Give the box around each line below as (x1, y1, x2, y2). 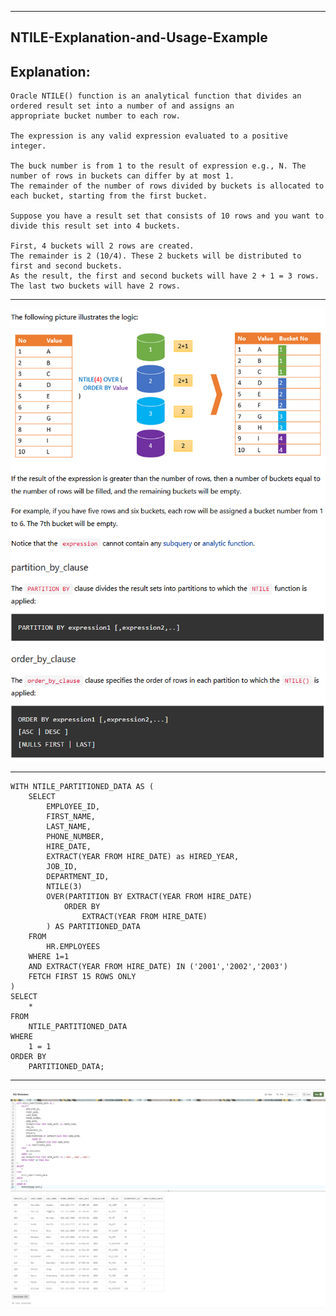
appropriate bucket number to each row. (10, 111, 182, 121)
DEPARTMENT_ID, (46, 872, 110, 882)
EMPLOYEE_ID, (46, 802, 101, 812)
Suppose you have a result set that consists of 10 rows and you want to (10, 211, 325, 221)
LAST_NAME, (46, 822, 92, 832)
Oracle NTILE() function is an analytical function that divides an (10, 91, 302, 101)
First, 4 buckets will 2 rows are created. (10, 241, 195, 251)
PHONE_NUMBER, (46, 832, 105, 842)
